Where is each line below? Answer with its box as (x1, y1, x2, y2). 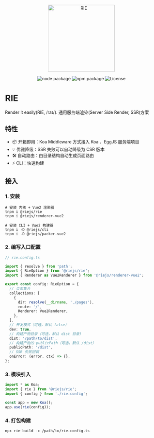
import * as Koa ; (5, 382, 40, 387)
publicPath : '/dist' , (9, 345, 53, 350)
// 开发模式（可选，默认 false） (9, 322, 69, 328)
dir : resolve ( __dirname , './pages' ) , (17, 299, 94, 305)
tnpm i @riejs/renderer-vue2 (5, 214, 64, 219)
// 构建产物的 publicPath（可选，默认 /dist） (9, 340, 96, 345)
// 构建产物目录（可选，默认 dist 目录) (9, 331, 82, 336)
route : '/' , (17, 304, 42, 309)
